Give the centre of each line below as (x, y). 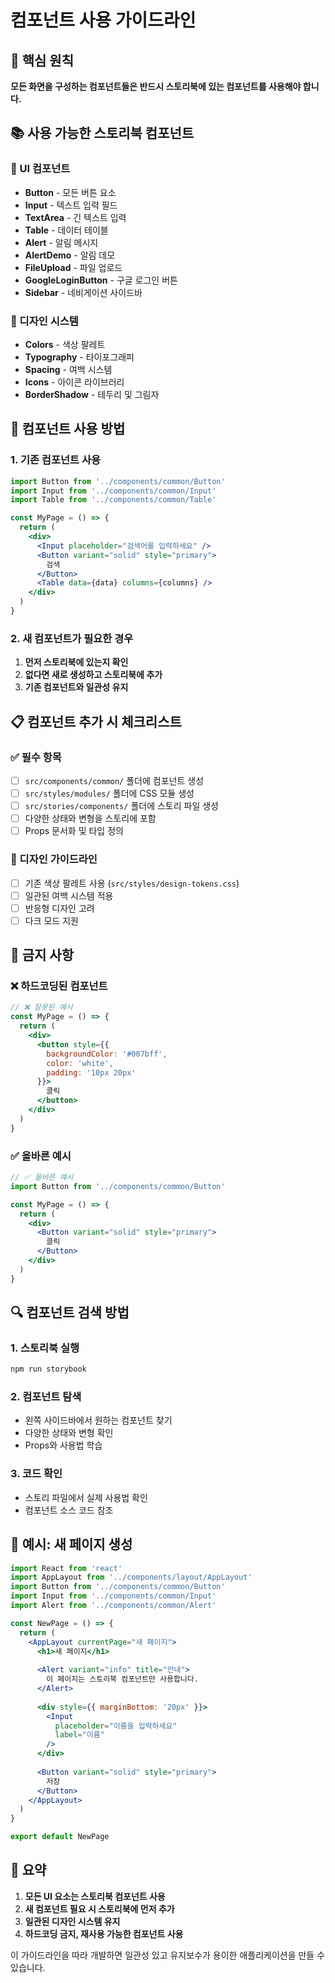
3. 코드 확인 (36, 1474)
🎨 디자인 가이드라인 (54, 859)
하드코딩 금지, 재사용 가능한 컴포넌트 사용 (104, 1933)
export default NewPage (60, 1837)
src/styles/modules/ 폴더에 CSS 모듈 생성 (109, 793)
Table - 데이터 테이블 (66, 230)
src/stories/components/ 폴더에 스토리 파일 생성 (121, 806)
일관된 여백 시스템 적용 (69, 895)
